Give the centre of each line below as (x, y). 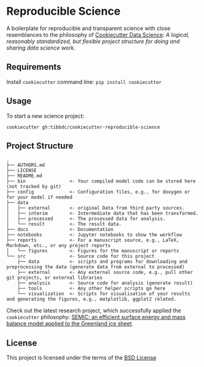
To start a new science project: (45, 116)
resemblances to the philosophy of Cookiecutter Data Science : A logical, (98, 34)
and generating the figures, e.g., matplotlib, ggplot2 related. (91, 299)
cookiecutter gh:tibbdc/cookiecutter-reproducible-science (83, 127)
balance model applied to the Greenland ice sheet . (70, 323)
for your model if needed (39, 197)
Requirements (34, 67)
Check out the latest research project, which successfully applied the (94, 311)
